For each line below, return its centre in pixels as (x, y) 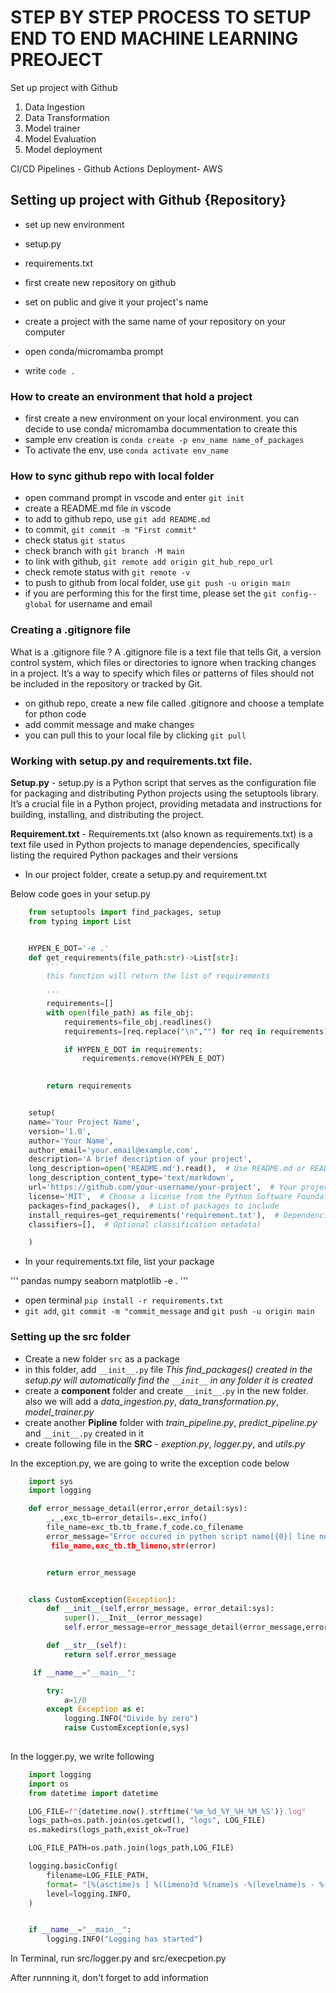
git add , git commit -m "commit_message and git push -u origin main (169, 1311)
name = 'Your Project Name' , (84, 1122)
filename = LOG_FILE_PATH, (98, 1875)
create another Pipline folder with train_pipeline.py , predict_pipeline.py (171, 1422)
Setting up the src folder (70, 1337)
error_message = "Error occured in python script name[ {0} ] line (180, 1536)
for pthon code (55, 713)
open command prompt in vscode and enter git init (134, 498)
